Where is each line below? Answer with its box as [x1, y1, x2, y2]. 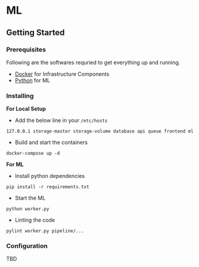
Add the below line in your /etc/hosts [14, 117, 108, 124]
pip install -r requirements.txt [6, 184, 90, 190]
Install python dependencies [14, 173, 85, 180]
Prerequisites [6, 45, 46, 54]
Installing [6, 91, 34, 100]
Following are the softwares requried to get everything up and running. [6, 59, 180, 66]
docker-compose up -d [6, 151, 60, 156]
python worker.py [6, 206, 50, 212]
